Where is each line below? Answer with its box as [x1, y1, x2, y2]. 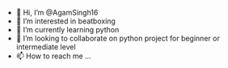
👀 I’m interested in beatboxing [15, 16, 116, 26]
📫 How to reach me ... [15, 51, 91, 61]
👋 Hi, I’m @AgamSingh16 [15, 8, 99, 17]
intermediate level [15, 42, 76, 52]
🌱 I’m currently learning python [15, 25, 120, 34]
